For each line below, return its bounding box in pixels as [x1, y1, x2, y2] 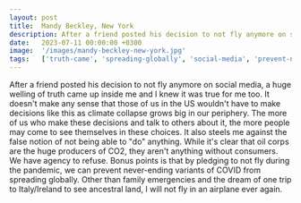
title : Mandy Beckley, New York [9, 21, 134, 30]
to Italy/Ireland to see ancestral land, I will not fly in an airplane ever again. [9, 184, 283, 194]
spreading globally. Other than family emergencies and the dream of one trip [9, 174, 292, 184]
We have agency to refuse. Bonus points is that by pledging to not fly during [9, 156, 290, 165]
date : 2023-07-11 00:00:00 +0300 [9, 38, 142, 47]
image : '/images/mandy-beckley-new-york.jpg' [9, 47, 186, 55]
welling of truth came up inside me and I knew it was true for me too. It [9, 89, 271, 99]
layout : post [9, 13, 58, 22]
